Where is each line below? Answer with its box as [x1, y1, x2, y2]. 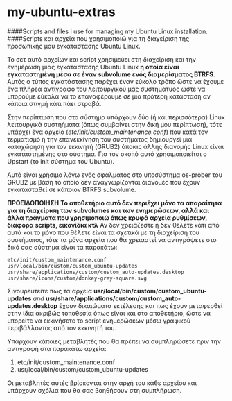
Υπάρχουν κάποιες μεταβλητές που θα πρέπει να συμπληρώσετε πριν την [7, 337, 222, 345]
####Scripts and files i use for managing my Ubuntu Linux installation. [7, 27, 208, 35]
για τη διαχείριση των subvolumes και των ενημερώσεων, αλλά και [7, 206, 210, 214]
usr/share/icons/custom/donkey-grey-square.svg [7, 275, 148, 282]
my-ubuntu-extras [7, 4, 116, 20]
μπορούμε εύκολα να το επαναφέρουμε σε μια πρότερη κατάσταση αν [7, 92, 211, 101]
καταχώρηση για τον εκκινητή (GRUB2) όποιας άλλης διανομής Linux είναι [7, 142, 224, 151]
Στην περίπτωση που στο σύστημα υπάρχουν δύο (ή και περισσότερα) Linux [7, 112, 225, 121]
